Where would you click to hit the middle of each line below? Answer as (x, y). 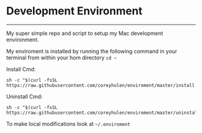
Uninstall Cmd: (25, 96)
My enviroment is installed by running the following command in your (92, 51)
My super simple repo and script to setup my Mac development (85, 33)
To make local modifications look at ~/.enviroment (68, 123)
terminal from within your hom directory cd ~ (62, 58)
